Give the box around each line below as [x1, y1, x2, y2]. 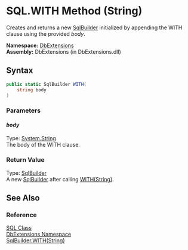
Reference [6, 211, 37, 219]
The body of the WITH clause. [6, 141, 81, 148]
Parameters [6, 106, 41, 115]
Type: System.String [6, 134, 57, 141]
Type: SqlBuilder [6, 169, 47, 177]
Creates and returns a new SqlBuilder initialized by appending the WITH [6, 24, 183, 31]
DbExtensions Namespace [6, 231, 72, 238]
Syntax [6, 66, 33, 76]
